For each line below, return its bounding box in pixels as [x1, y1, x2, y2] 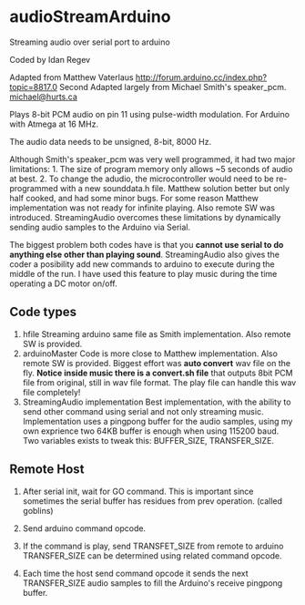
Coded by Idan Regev [9, 54, 91, 65]
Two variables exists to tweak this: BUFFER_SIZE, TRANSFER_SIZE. [22, 435, 275, 446]
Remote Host [9, 462, 85, 477]
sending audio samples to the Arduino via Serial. [9, 221, 191, 232]
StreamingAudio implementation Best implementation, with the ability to [22, 396, 291, 407]
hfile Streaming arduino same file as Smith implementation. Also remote [22, 328, 291, 339]
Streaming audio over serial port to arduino [9, 36, 170, 47]
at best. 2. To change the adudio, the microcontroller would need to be [9, 173, 275, 184]
